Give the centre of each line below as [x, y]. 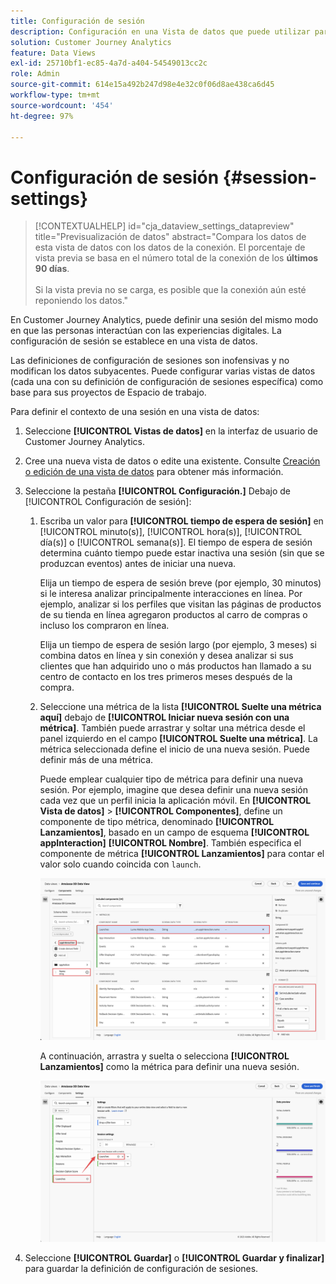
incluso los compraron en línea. [104, 626]
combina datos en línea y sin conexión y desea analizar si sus [166, 656]
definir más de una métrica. [96, 760]
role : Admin [35, 74]
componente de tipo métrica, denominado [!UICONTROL [157, 822]
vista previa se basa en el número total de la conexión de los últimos [176, 258]
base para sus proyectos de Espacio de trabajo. [108, 392]
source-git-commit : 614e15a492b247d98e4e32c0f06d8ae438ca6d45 [142, 85]
